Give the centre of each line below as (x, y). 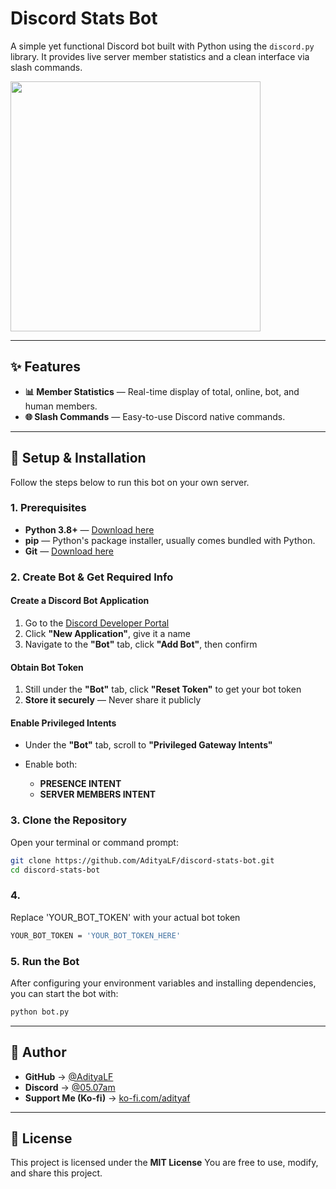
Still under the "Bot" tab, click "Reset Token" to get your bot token (163, 689)
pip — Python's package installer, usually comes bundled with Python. (170, 540)
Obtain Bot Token (47, 667)
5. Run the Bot (45, 961)
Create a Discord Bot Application (80, 601)
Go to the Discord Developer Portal (97, 623)
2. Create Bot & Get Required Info (92, 577)
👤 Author (38, 1052)
